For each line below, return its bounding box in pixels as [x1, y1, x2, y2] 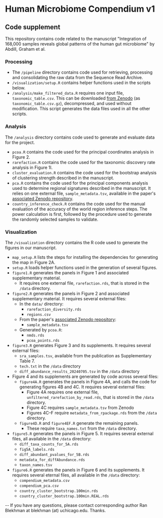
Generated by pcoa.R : [19, 327, 62, 332]
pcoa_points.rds [26, 338, 60, 343]
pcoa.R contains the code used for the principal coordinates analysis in [12, 149, 154, 155]
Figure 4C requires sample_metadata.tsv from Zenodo [26, 404, 134, 411]
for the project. [5, 139, 35, 145]
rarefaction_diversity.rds [26, 307, 82, 312]
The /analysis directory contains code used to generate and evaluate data [5, 134, 155, 140]
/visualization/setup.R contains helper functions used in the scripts [12, 80, 151, 86]
